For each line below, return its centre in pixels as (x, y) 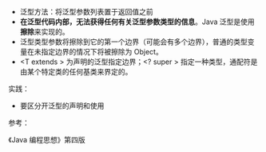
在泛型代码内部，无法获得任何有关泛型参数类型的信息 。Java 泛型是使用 (137, 22)
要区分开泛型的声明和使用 (62, 106)
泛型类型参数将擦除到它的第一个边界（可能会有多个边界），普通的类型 (133, 42)
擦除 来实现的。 (44, 32)
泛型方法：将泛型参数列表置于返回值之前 (86, 12)
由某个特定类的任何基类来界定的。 (76, 72)
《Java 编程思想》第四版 (47, 140)
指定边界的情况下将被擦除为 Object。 (102, 52)
